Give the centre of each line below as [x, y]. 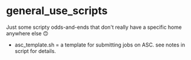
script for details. [35, 51]
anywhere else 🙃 [27, 33]
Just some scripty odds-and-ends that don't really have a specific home [94, 27]
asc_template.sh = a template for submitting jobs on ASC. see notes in [100, 45]
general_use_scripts [57, 11]
